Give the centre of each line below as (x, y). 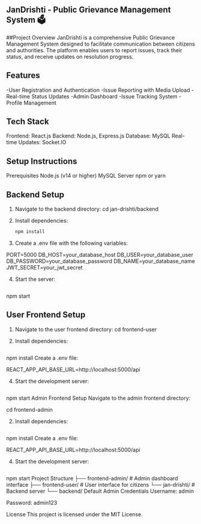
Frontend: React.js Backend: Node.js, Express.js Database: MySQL (88, 136)
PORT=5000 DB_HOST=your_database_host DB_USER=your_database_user (100, 254)
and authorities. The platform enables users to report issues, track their (94, 50)
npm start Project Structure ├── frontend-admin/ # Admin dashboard (92, 478)
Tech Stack (28, 122)
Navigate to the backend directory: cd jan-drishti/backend (87, 209)
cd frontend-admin (29, 409)
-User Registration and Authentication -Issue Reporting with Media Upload (98, 90)
